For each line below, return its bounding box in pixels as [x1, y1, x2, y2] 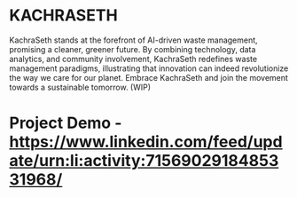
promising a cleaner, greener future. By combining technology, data [9, 43, 256, 54]
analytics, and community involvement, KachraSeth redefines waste [9, 53, 258, 64]
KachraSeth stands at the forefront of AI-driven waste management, [9, 35, 259, 45]
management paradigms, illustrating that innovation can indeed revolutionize [9, 63, 289, 74]
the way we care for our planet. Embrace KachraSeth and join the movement [9, 72, 288, 83]
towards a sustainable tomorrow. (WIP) [9, 82, 152, 92]
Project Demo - [9, 113, 122, 133]
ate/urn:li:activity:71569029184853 [9, 151, 279, 171]
